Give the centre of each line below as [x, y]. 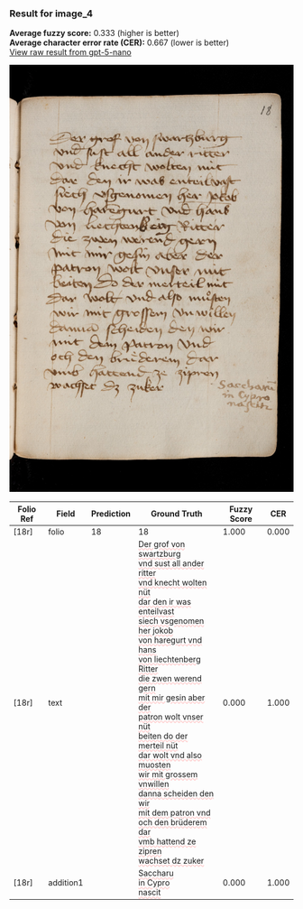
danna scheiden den [176, 793]
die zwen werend [170, 679]
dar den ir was [165, 602]
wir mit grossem [168, 775]
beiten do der [163, 736]
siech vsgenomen [171, 621]
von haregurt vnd [170, 640]
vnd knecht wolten [173, 583]
